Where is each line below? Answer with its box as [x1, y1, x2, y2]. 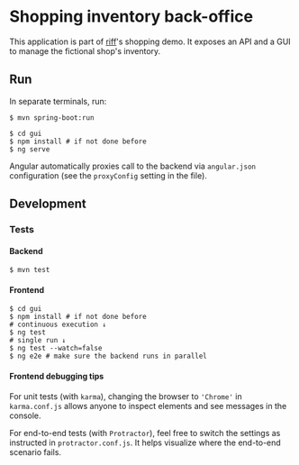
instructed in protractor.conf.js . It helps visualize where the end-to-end [9, 437, 281, 448]
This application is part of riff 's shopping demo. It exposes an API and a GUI [9, 36, 291, 47]
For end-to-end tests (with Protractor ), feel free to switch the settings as [9, 427, 281, 438]
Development [9, 196, 87, 212]
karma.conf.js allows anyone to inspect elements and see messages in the [9, 400, 287, 411]
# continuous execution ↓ [9, 320, 106, 330]
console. [9, 410, 42, 421]
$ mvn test [9, 266, 50, 275]
